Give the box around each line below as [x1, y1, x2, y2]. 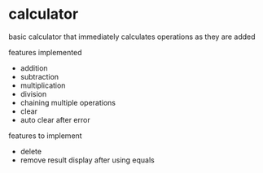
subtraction [20, 71, 59, 81]
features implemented [8, 47, 82, 57]
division [20, 89, 47, 98]
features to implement [8, 131, 83, 141]
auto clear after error [20, 115, 91, 124]
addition [20, 63, 48, 73]
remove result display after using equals [20, 155, 155, 165]
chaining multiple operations [20, 97, 116, 107]
